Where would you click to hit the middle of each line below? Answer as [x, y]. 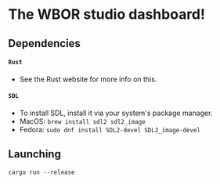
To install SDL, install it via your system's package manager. [116, 113]
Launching [34, 154]
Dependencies [44, 43]
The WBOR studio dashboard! [107, 14]
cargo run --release [42, 172]
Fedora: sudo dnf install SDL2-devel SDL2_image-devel [110, 129]
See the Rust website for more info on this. [88, 79]
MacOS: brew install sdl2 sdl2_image [83, 121]
